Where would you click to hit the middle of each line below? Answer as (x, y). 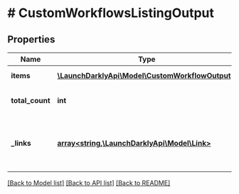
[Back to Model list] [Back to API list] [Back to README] (89, 183)
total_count (31, 101)
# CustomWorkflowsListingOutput (111, 13)
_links (21, 143)
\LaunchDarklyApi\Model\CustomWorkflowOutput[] (147, 76)
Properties (31, 39)
